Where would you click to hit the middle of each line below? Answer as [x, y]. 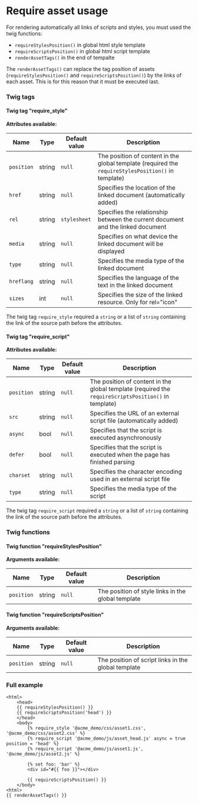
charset [20, 476]
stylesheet [76, 219]
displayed [111, 251]
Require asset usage [57, 11]
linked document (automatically [141, 195]
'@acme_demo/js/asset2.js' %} [43, 754]
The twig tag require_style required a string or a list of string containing [96, 317]
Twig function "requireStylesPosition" [54, 546]
